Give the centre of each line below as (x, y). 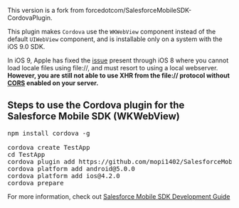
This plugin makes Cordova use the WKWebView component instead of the (112, 32)
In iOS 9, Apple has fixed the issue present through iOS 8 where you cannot (118, 60)
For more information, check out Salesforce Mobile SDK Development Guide (119, 196)
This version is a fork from (46, 10)
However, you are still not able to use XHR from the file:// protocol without (118, 75)
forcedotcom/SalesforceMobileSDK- (139, 10)
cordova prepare (36, 183)
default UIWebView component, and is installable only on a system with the (115, 39)
